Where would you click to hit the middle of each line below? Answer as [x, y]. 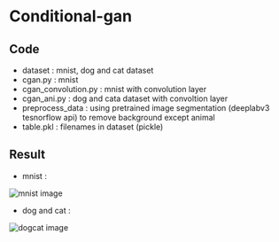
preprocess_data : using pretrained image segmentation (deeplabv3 [146, 108]
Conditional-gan [71, 16]
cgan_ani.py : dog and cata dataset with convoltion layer [125, 98]
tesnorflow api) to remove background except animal [118, 117]
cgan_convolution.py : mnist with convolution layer [114, 89]
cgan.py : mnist [50, 80]
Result [27, 155]
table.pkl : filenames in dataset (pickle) [93, 127]
